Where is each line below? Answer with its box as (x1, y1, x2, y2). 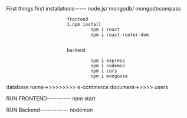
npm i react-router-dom (90, 32, 149, 38)
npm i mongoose (90, 73, 128, 79)
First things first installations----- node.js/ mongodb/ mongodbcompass (6, 5, 181, 12)
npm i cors (90, 68, 117, 74)
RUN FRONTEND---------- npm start (6, 95, 96, 102)
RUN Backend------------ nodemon (6, 106, 93, 113)
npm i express (90, 58, 126, 64)
